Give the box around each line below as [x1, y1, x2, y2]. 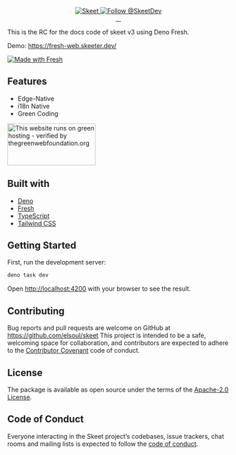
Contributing [7, 305, 65, 317]
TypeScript [17, 212, 50, 220]
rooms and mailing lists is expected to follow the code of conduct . [7, 439, 199, 448]
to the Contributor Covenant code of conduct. [7, 346, 140, 355]
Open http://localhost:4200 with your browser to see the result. [7, 284, 192, 293]
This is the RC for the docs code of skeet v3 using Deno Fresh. [7, 28, 190, 36]
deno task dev [7, 272, 49, 279]
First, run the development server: [7, 258, 106, 267]
